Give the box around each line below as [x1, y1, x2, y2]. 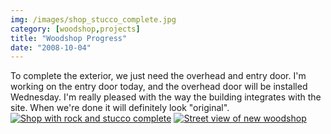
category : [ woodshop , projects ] [10, 24, 141, 34]
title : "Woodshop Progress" [10, 33, 128, 43]
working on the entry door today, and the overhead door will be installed [10, 81, 308, 93]
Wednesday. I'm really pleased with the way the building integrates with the [10, 91, 322, 103]
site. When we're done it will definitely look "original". [10, 102, 230, 114]
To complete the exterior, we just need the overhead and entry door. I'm [10, 70, 307, 82]
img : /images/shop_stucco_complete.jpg [10, 14, 177, 25]
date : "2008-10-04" [10, 42, 92, 53]
